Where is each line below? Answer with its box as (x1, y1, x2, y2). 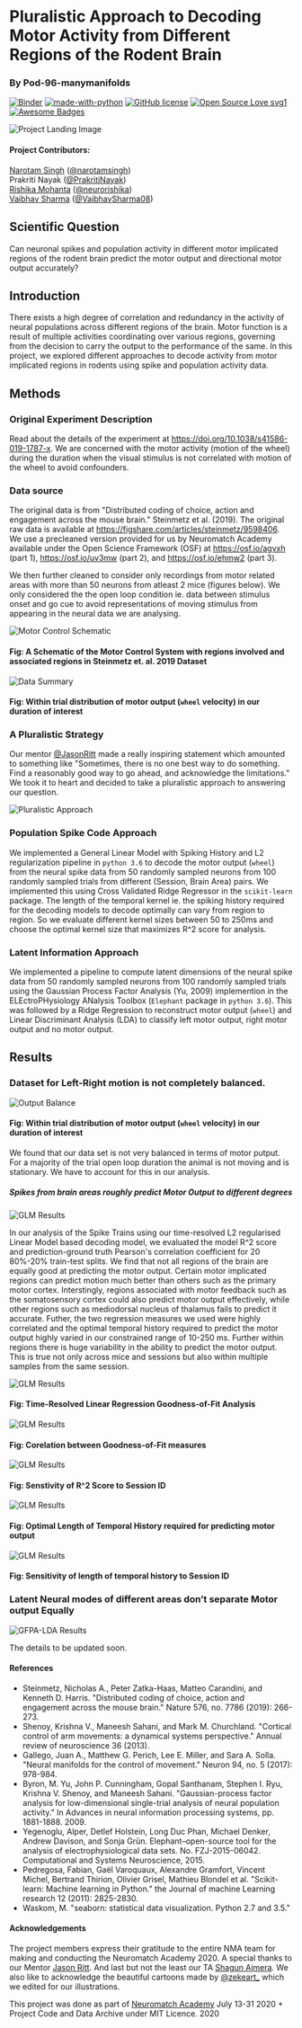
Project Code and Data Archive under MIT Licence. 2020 (9, 2007, 220, 2019)
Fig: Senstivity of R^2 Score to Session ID (9, 1480, 166, 1490)
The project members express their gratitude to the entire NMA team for (9, 1943, 276, 1953)
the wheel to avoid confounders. (9, 462, 129, 473)
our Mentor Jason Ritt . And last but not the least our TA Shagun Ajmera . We (9, 1961, 289, 1972)
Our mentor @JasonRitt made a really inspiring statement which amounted (9, 749, 286, 760)
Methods (9, 386, 61, 401)
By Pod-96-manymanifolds (9, 76, 131, 89)
